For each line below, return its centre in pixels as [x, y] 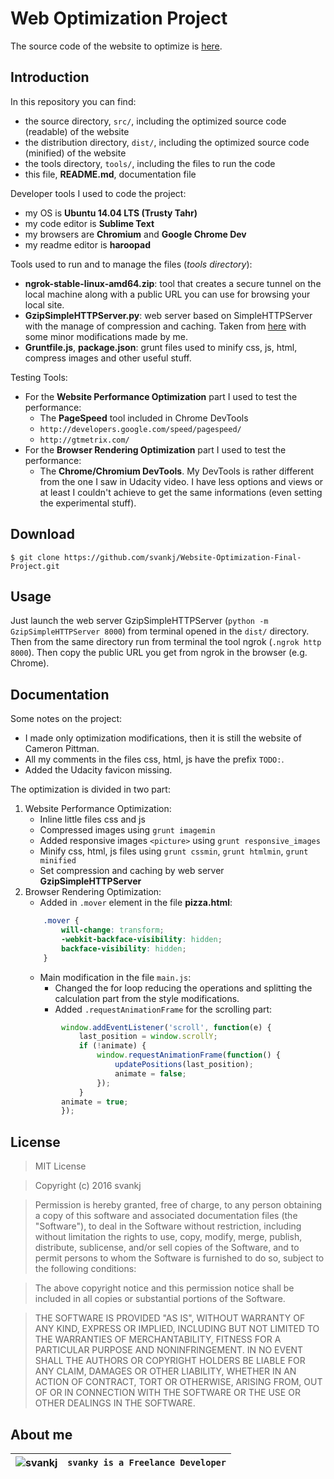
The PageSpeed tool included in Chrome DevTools [144, 418]
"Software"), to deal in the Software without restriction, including [168, 1226]
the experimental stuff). [88, 503]
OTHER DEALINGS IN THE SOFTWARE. [115, 1403]
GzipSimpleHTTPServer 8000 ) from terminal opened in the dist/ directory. [160, 631]
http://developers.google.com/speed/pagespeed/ [140, 429]
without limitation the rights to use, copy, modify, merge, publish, [168, 1237]
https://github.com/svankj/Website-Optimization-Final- [182, 557]
